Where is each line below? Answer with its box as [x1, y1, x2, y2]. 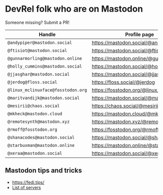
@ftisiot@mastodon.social [7, 48, 67, 53]
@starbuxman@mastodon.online [7, 142, 75, 148]
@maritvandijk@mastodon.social [7, 95, 80, 101]
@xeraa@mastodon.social [7, 150, 63, 156]
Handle [38, 31, 56, 37]
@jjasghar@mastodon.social [7, 71, 70, 77]
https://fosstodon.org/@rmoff [91, 126, 159, 133]
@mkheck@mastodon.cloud [7, 111, 63, 116]
